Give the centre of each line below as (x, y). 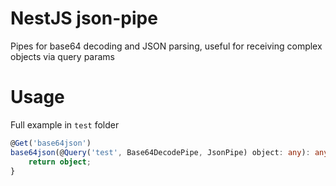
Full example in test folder (65, 124)
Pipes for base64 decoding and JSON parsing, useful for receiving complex (166, 46)
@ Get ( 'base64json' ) (51, 143)
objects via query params (63, 56)
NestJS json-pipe (84, 18)
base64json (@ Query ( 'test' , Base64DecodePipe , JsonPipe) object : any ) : (160, 152)
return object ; (60, 162)
